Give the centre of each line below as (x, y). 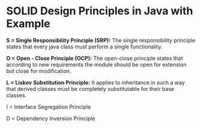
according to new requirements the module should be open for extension (97, 65)
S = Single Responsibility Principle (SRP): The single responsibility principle (101, 40)
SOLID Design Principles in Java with (100, 11)
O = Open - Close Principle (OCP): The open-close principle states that (94, 58)
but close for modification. (39, 71)
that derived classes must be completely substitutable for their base (90, 89)
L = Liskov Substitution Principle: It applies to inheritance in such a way (95, 83)
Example (28, 24)
